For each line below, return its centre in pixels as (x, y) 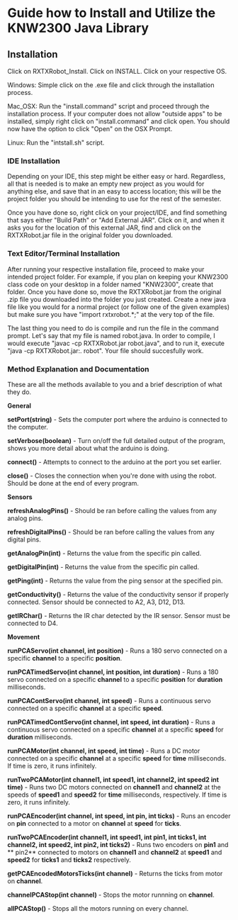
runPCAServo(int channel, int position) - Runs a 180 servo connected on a (118, 651)
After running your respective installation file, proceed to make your (106, 269)
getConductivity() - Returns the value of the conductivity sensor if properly (118, 594)
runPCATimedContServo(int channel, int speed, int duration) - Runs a (112, 722)
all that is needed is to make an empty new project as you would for (106, 184)
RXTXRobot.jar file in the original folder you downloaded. (90, 235)
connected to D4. (33, 623)
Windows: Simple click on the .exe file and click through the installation (111, 85)
